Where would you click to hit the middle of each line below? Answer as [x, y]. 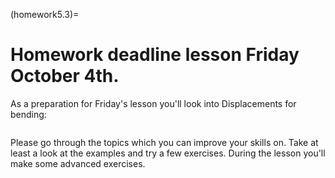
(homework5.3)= [45, 14]
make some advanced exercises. [78, 163]
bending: [28, 114]
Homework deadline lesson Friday [155, 55]
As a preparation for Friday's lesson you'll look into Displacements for [153, 103]
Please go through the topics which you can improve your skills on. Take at [164, 142]
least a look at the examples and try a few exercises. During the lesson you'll [168, 153]
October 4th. [65, 76]
